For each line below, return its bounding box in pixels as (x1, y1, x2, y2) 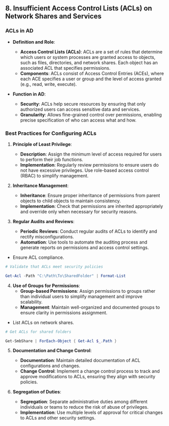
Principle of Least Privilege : (12, 141, 72, 147)
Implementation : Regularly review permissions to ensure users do (20, 162, 159, 168)
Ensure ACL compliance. (12, 254, 64, 260)
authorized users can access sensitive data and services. (20, 106, 141, 112)
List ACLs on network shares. (12, 319, 75, 325)
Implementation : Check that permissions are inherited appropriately (20, 203, 163, 209)
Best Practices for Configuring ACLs (5, 130, 96, 137)
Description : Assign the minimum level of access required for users (20, 151, 162, 157)
